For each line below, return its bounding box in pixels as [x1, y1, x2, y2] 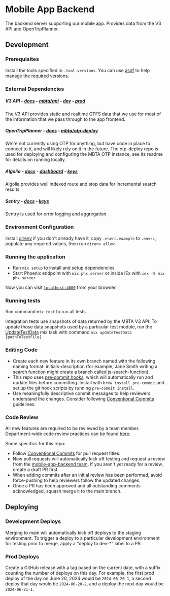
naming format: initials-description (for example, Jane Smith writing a [12, 363, 158, 369]
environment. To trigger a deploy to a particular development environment [5, 535, 160, 541]
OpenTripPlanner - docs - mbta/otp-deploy [5, 128, 98, 134]
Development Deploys [5, 518, 61, 525]
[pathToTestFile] [5, 335, 42, 340]
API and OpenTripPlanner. [5, 25, 59, 31]
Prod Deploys [5, 553, 40, 560]
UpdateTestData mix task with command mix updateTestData [5, 329, 132, 336]
